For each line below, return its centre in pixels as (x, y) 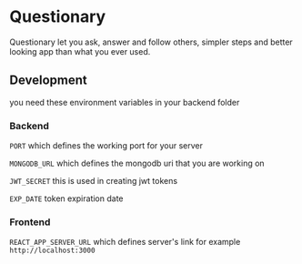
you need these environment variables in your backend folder (125, 102)
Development (49, 81)
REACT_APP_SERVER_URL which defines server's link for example (125, 242)
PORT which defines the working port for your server (106, 146)
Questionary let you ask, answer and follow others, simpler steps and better (151, 42)
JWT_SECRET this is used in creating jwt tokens (94, 181)
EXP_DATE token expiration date (66, 198)
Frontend (30, 222)
